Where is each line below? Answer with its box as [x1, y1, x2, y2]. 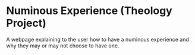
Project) [6, 16, 46, 30]
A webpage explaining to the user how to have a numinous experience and [6, 36, 189, 43]
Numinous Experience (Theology [6, 4, 172, 18]
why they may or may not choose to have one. [6, 42, 119, 49]
